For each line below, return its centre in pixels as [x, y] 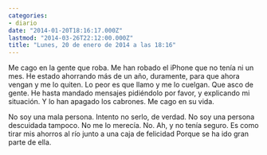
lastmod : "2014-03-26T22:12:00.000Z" [71, 38]
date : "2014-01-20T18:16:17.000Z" [66, 30]
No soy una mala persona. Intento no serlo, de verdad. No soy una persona [132, 117]
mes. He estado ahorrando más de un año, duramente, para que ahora [124, 76]
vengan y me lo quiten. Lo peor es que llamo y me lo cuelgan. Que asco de [131, 85]
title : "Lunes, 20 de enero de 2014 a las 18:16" [92, 45]
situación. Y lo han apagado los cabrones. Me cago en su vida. [112, 102]
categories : [28, 15]
